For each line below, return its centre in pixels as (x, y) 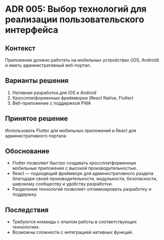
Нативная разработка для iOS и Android (54, 93)
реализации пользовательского (75, 19)
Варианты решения (37, 81)
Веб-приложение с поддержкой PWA (52, 103)
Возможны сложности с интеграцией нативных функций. (73, 232)
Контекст (20, 48)
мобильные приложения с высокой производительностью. (75, 168)
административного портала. (36, 136)
